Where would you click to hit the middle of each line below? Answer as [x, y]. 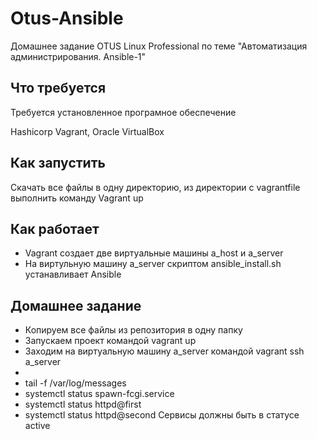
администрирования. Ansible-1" [78, 56]
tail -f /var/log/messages [75, 383]
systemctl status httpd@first [83, 404]
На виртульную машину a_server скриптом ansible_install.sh [153, 264]
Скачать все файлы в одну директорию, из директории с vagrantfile [155, 187]
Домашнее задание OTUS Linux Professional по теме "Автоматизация [159, 46]
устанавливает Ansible [73, 274]
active [37, 426]
